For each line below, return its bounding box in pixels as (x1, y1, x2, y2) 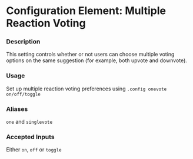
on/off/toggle (6, 91, 41, 97)
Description (6, 38, 41, 46)
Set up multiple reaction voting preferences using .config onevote (6, 85, 167, 92)
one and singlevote (6, 119, 53, 126)
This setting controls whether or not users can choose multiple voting (6, 51, 175, 58)
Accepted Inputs (6, 133, 55, 141)
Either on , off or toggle (6, 146, 62, 153)
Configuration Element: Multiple (6, 4, 167, 18)
